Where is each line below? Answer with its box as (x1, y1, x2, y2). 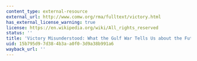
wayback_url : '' (6, 46, 46, 52)
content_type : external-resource (6, 8, 88, 15)
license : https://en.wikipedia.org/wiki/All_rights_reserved (6, 24, 159, 31)
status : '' (6, 30, 33, 36)
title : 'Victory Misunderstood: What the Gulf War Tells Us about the (6, 35, 182, 41)
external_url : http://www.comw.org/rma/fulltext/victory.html (6, 14, 161, 20)
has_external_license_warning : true (6, 19, 96, 25)
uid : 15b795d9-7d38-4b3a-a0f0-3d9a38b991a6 (6, 41, 114, 47)
